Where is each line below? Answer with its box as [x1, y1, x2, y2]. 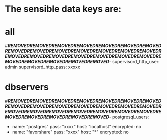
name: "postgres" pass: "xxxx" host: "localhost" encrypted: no [12, 124, 141, 130]
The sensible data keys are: [5, 3, 122, 15]
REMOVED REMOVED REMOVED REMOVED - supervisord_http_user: [21, 59, 160, 65]
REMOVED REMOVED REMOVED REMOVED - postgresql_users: [21, 114, 149, 120]
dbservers [5, 81, 49, 93]
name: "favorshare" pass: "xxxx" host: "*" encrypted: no [12, 129, 129, 135]
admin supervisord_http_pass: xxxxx [5, 64, 81, 70]
